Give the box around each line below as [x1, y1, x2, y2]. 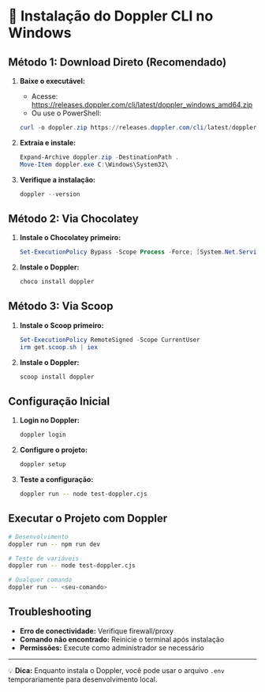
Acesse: [31, 92, 58, 101]
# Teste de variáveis [8, 555, 80, 562]
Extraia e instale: [19, 137, 77, 147]
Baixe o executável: [19, 77, 85, 85]
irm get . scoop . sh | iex [19, 343, 99, 351]
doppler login [19, 431, 66, 439]
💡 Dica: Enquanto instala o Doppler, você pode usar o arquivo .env [8, 665, 225, 675]
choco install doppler [19, 278, 95, 286]
